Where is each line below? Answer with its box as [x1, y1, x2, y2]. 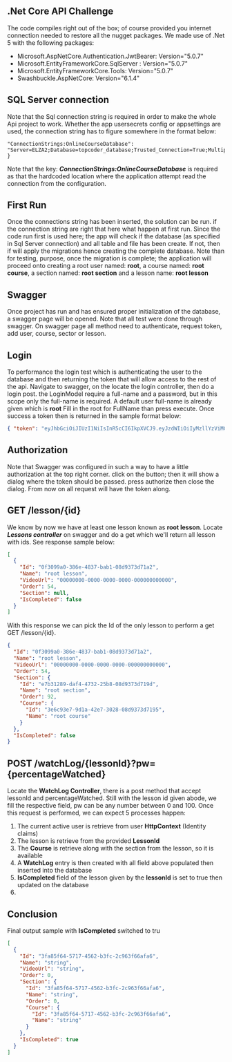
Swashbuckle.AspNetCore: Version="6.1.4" [17, 74, 140, 82]
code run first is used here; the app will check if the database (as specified [7, 232, 220, 240]
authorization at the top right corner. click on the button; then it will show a [7, 470, 220, 478]
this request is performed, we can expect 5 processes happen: [7, 808, 186, 817]
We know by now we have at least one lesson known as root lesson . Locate [7, 523, 223, 531]
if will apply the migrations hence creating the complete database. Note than [7, 247, 225, 255]
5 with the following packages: [7, 38, 95, 47]
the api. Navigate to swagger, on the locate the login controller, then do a [7, 383, 215, 391]
